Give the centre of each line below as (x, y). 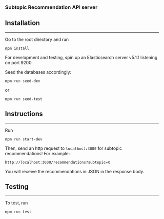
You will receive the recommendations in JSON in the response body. (75, 171)
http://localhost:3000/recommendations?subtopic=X (58, 162)
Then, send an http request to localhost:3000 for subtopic (63, 148)
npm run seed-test (24, 99)
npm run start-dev (24, 139)
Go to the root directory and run (37, 39)
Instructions (24, 114)
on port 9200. (19, 62)
